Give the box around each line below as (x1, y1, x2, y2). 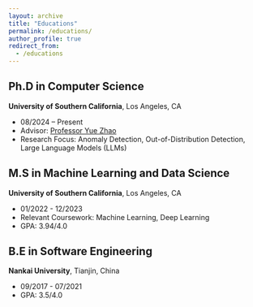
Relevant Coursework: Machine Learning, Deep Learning (19, 212, 210, 222)
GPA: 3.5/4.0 (19, 290, 63, 301)
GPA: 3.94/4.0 (19, 221, 67, 231)
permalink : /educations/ (8, 27, 92, 35)
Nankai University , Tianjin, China (8, 266, 120, 276)
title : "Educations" (8, 19, 79, 28)
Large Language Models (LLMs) (19, 143, 127, 153)
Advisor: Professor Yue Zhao (19, 125, 117, 135)
